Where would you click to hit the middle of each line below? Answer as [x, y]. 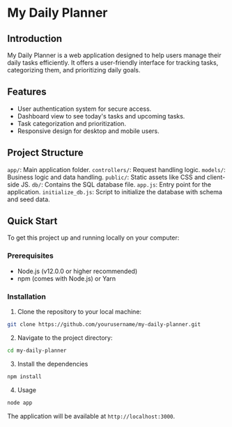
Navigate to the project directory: [65, 337]
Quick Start [32, 221]
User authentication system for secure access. [84, 109]
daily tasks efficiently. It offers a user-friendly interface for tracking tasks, [113, 63]
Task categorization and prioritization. [72, 123]
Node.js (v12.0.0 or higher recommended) [77, 271]
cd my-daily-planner [37, 350]
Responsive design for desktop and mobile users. [88, 131]
